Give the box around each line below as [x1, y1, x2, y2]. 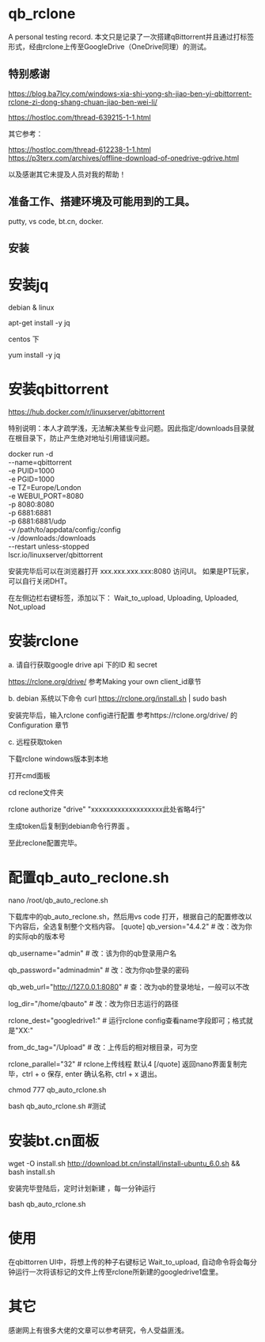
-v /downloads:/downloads [8, 533, 97, 542]
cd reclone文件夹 [8, 787, 64, 796]
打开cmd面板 [8, 770, 51, 780]
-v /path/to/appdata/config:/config [8, 524, 121, 534]
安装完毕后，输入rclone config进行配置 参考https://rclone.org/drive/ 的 [8, 710, 237, 720]
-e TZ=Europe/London [8, 482, 81, 492]
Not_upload [8, 602, 46, 611]
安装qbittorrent [8, 381, 109, 398]
